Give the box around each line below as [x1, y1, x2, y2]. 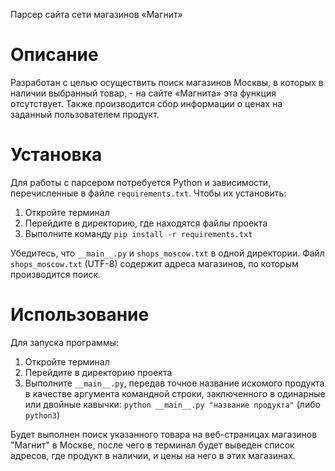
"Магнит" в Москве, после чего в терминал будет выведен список [10, 439, 295, 451]
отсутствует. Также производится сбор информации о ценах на [10, 97, 283, 109]
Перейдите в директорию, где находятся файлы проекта [24, 217, 268, 229]
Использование [10, 304, 150, 326]
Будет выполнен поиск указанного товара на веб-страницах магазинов [10, 428, 318, 440]
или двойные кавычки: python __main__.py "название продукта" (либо [24, 398, 321, 410]
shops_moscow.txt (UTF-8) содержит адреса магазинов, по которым [10, 257, 299, 269]
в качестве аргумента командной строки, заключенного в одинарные [24, 387, 326, 399]
